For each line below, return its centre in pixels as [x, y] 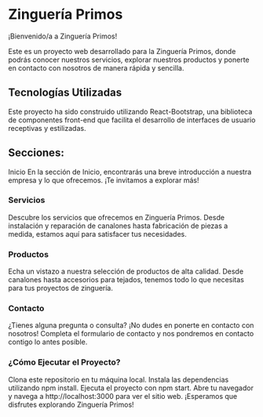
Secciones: [36, 153]
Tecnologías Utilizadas [65, 93]
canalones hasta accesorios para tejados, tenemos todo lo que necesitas [126, 280]
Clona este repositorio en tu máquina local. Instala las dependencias [119, 379]
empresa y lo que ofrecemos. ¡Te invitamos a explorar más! [104, 180]
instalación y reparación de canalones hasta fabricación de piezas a [118, 226]
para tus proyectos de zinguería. [61, 288]
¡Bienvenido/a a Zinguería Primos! [63, 36]
